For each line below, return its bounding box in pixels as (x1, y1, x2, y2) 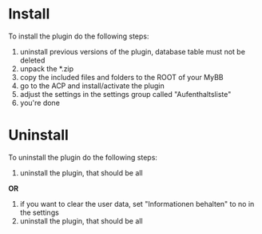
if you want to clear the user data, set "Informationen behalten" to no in (19, 199, 255, 208)
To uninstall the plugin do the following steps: (8, 152, 158, 162)
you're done (19, 98, 60, 107)
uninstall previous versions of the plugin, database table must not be (19, 46, 246, 56)
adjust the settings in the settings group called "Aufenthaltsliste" (19, 89, 232, 99)
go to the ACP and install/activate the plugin (19, 81, 165, 91)
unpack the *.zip (19, 63, 74, 73)
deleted (19, 55, 46, 65)
